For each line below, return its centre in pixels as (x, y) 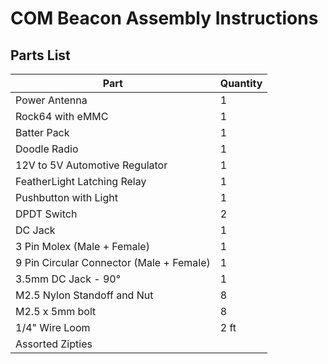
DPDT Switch (46, 214)
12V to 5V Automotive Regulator (91, 165)
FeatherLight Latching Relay (81, 181)
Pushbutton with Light (66, 197)
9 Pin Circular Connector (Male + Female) (113, 262)
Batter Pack (42, 132)
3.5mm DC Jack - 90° (68, 279)
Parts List (40, 55)
